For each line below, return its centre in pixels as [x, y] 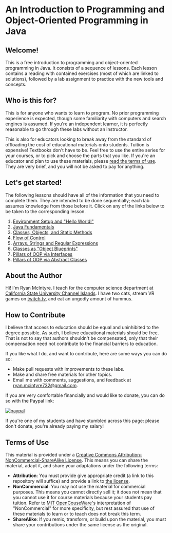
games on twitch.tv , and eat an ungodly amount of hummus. [69, 299]
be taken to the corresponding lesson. [46, 211]
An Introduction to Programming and [85, 9]
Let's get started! [34, 183]
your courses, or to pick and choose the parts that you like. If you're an [80, 156]
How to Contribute [35, 315]
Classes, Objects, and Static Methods [52, 232]
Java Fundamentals [33, 226]
